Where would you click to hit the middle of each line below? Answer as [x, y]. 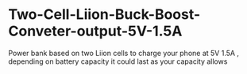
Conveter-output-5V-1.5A [95, 31]
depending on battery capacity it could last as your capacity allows [118, 61]
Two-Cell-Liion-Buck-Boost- [104, 15]
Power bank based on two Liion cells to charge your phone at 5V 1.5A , [124, 53]
